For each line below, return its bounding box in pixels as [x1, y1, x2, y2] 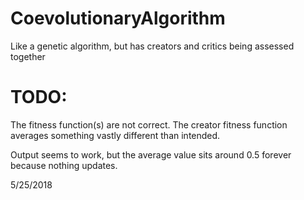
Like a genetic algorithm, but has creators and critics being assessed [10, 40, 295, 52]
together [10, 50, 46, 62]
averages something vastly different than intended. [10, 129, 221, 141]
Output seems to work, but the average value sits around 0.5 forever [10, 148, 292, 161]
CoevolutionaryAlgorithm [10, 7, 226, 30]
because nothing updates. [10, 159, 118, 171]
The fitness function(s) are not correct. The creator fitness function [10, 118, 288, 131]
